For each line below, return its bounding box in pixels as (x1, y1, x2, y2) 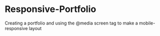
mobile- (139, 20, 155, 26)
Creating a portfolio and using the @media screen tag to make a (5, 20, 138, 26)
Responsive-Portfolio (5, 3, 97, 15)
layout (29, 25, 42, 31)
